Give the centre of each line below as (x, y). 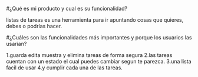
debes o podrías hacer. (34, 26)
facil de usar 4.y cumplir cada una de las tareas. (64, 68)
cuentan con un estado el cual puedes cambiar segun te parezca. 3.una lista (99, 61)
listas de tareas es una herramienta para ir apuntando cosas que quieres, (95, 20)
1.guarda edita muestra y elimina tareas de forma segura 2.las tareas (89, 55)
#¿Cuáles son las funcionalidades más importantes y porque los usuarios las (99, 37)
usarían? (16, 44)
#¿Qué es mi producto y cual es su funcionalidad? (67, 9)
